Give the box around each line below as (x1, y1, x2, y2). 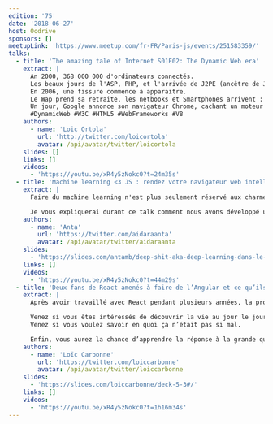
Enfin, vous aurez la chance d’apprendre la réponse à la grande (29, 335, 256, 344)
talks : (8, 50, 31, 58)
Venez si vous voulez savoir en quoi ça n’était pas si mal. (29, 321, 242, 329)
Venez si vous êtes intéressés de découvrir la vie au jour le (29, 314, 249, 322)
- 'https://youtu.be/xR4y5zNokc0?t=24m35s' (29, 171, 180, 179)
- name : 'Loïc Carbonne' (29, 350, 115, 358)
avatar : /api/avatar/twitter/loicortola (37, 140, 176, 149)
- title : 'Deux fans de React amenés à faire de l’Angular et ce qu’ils (15, 283, 267, 292)
